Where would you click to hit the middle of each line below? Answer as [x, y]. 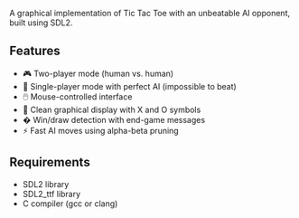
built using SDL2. [41, 23]
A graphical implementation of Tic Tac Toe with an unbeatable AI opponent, [150, 13]
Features [35, 51]
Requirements [50, 162]
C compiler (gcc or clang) [70, 204]
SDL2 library [46, 184]
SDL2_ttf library [51, 194]
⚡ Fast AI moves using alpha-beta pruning [100, 130]
